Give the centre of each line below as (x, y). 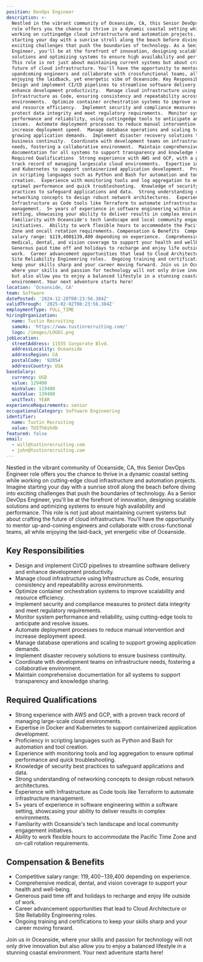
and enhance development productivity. (65, 571)
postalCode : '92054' (37, 360)
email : (14, 439)
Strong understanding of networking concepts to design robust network (105, 779)
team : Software (25, 293)
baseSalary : (21, 372)
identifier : (21, 417)
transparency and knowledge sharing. (62, 681)
